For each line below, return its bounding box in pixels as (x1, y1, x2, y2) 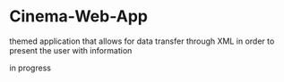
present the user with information (9, 45, 133, 55)
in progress (9, 62, 52, 73)
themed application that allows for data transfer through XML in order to (9, 36, 275, 46)
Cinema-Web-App (9, 6, 149, 27)
